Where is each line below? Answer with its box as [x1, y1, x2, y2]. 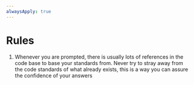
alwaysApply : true [6, 8, 51, 15]
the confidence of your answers [14, 72, 93, 79]
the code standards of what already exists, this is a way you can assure [14, 66, 189, 73]
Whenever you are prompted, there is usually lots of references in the [14, 53, 184, 60]
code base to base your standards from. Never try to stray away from [14, 59, 184, 66]
